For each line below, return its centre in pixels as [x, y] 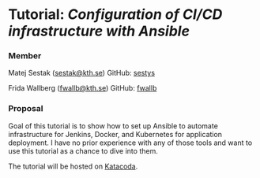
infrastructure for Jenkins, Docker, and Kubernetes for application [115, 134]
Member [25, 56]
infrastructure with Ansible [99, 31]
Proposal [26, 109]
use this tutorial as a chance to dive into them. [83, 150]
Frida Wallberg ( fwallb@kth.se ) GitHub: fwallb [83, 88]
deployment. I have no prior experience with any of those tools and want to [130, 143]
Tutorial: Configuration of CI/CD [115, 15]
